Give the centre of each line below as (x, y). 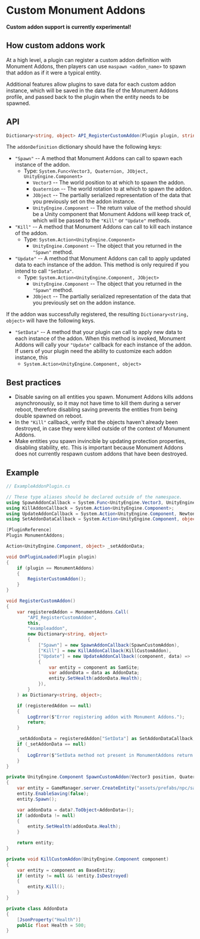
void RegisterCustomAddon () (41, 601)
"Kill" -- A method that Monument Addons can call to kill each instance (103, 227)
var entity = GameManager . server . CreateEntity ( (77, 788)
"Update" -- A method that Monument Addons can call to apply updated (102, 258)
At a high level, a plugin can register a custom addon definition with (89, 60)
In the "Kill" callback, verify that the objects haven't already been (96, 422)
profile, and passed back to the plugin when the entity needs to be (88, 96)
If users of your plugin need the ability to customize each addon (93, 351)
